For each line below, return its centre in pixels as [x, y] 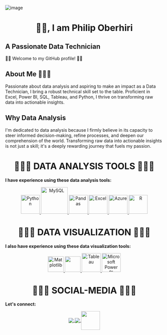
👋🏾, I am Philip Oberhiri [84, 28]
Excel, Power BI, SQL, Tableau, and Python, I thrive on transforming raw [79, 97]
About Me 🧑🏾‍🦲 [28, 74]
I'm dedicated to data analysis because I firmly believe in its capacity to [79, 130]
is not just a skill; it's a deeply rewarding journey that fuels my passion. [78, 146]
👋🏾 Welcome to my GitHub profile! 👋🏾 [44, 58]
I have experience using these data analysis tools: [58, 180]
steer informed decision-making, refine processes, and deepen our [74, 135]
